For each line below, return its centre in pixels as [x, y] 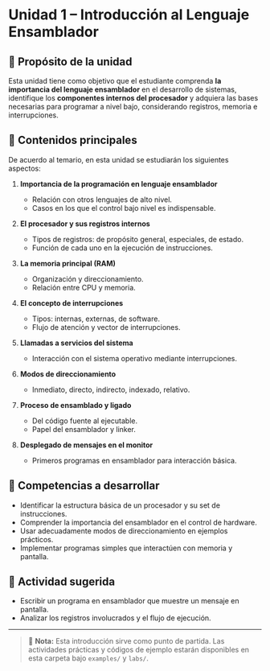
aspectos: [25, 168]
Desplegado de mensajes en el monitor [86, 445]
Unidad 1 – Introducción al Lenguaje [129, 15]
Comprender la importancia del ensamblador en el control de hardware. [138, 522]
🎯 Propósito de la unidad [70, 62]
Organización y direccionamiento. [88, 278]
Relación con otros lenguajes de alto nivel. [102, 200]
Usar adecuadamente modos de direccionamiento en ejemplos [124, 531]
